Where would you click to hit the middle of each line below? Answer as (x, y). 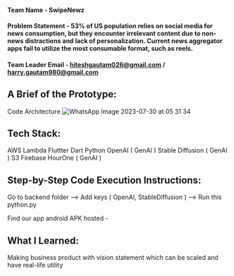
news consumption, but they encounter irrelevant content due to (104, 34)
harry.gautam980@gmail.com (53, 72)
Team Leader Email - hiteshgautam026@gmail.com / (86, 64)
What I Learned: (43, 240)
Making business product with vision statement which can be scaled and (113, 258)
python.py (22, 205)
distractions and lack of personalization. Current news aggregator (123, 41)
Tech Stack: (34, 133)
